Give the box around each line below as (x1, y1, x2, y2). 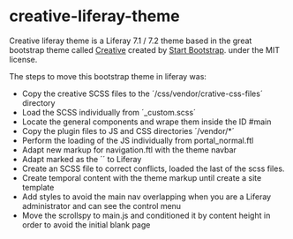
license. (9, 54, 38, 64)
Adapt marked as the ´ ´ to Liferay (21, 153, 142, 164)
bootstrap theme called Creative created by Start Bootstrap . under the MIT (9, 44, 281, 55)
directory (21, 97, 56, 108)
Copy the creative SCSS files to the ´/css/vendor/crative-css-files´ (21, 88, 263, 99)
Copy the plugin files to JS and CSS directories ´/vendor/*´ (21, 125, 236, 136)
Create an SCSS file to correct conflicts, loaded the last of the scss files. (21, 163, 285, 174)
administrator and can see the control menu (21, 200, 182, 211)
